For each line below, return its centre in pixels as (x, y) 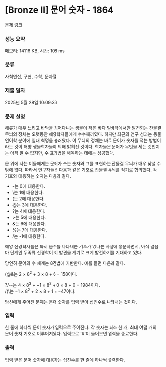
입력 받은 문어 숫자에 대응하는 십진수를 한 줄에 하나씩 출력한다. (65, 360)
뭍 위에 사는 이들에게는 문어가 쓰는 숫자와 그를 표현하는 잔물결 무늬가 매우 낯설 (81, 164)
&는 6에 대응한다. (29, 224)
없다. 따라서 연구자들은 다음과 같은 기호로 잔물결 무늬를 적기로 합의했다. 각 (85, 170)
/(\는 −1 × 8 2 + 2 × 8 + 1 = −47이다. (40, 291)
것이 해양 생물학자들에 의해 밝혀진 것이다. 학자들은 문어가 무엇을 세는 (80, 147)
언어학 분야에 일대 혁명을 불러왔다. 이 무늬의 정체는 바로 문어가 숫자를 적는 (76, 141)
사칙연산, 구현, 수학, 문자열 (31, 76)
